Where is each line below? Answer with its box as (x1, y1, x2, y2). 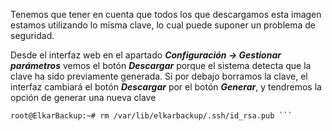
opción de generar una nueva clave (10, 92, 157, 103)
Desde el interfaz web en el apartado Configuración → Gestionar (10, 49, 282, 61)
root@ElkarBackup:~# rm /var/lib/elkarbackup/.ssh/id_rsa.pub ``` (10, 111, 293, 121)
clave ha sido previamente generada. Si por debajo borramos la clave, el (10, 70, 308, 82)
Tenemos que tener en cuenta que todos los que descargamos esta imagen (10, 9, 322, 20)
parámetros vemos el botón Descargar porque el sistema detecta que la (10, 60, 312, 71)
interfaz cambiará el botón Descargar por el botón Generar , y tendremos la (10, 81, 322, 93)
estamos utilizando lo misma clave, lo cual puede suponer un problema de (10, 19, 317, 31)
